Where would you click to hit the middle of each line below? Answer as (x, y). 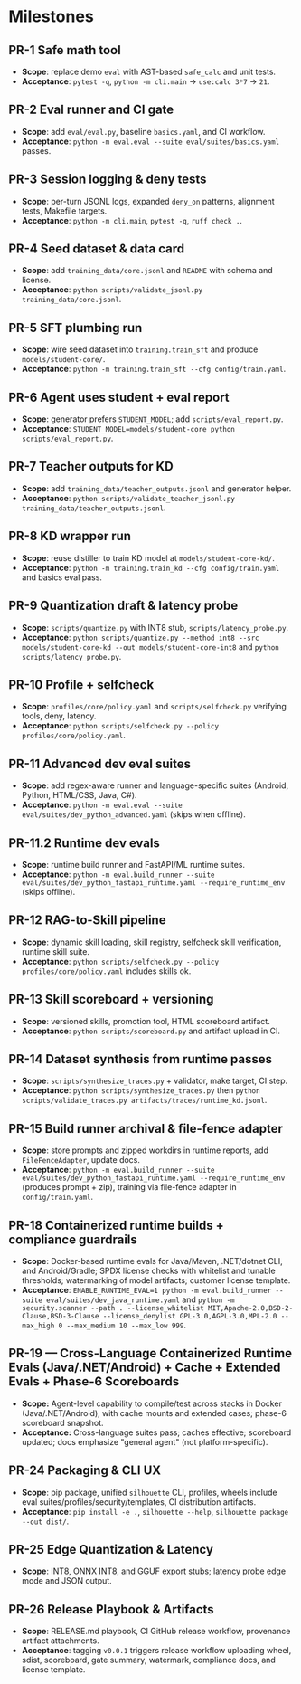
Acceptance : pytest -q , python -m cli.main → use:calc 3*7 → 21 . (146, 81)
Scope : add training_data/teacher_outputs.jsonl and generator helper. (156, 488)
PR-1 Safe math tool (65, 50)
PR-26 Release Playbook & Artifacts (111, 1609)
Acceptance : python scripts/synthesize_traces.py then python (141, 1090)
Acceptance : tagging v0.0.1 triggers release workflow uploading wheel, (156, 1651)
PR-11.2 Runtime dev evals (84, 843)
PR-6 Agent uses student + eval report (119, 397)
